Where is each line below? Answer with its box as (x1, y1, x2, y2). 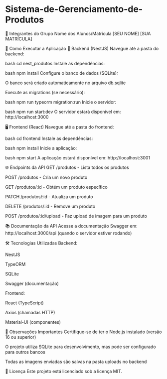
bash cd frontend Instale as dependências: (5, 135, 93, 141)
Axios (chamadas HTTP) (5, 309, 55, 315)
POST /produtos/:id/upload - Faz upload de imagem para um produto (5, 213, 147, 219)
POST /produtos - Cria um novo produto (5, 174, 88, 180)
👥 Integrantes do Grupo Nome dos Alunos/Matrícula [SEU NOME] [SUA (5, 30, 151, 36)
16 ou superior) (5, 334, 36, 340)
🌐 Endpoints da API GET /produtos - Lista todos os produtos (5, 164, 129, 170)
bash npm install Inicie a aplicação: (5, 145, 77, 151)
